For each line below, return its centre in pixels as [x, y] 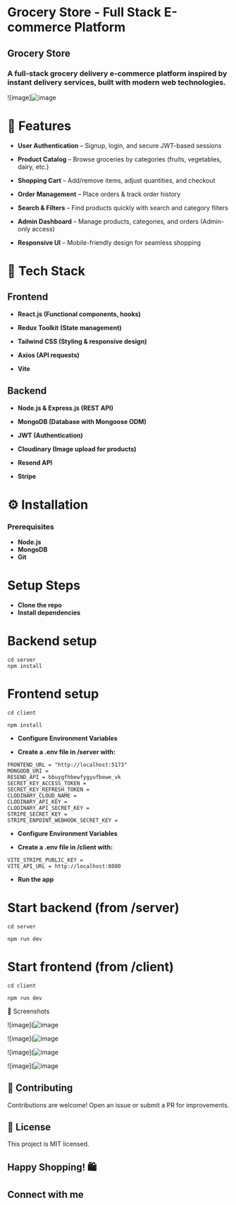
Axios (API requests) [48, 355]
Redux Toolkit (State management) [69, 327]
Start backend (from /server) [93, 908]
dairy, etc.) [33, 166]
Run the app [36, 879]
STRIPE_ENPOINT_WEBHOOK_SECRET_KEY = [63, 820]
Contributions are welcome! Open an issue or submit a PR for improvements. [118, 1105]
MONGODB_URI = [28, 771]
